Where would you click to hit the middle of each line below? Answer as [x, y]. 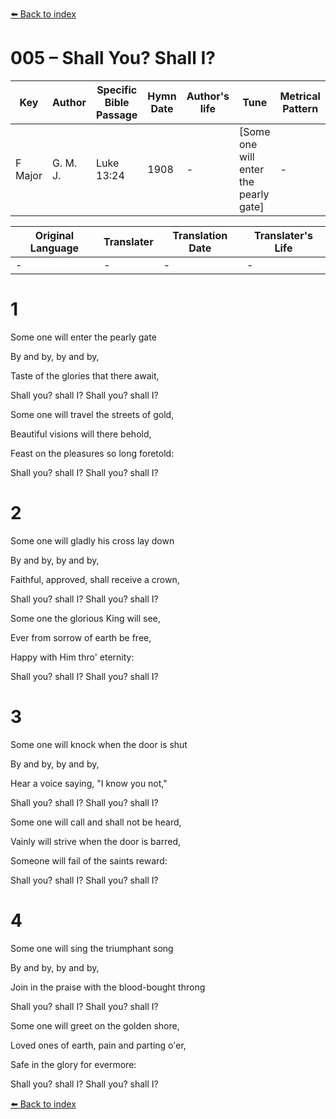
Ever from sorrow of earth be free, [81, 637]
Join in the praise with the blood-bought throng [108, 987]
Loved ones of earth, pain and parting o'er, [98, 1045]
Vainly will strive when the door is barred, [95, 841]
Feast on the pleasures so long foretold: [92, 453]
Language [54, 248]
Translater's [283, 235]
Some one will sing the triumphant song [92, 948]
